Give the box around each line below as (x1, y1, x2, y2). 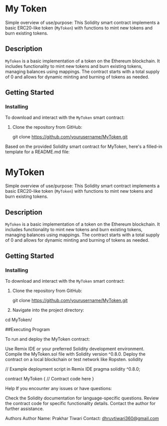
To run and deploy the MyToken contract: (5, 336, 90, 342)
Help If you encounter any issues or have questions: (5, 385, 112, 391)
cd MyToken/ (5, 317, 32, 323)
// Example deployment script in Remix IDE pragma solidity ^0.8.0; (5, 366, 141, 372)
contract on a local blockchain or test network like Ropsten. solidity (5, 356, 143, 362)
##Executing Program (5, 326, 50, 332)
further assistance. (5, 406, 44, 412)
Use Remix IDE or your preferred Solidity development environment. (5, 346, 145, 352)
